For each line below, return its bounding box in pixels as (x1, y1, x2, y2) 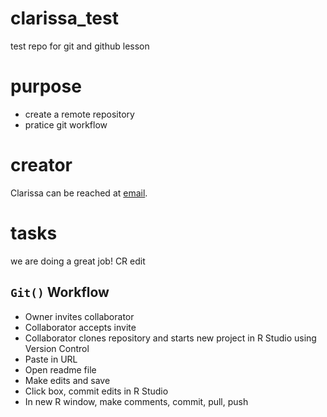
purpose (10, 75, 82, 98)
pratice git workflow (24, 118, 108, 131)
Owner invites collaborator (24, 310, 135, 322)
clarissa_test (10, 7, 119, 30)
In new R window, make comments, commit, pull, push (24, 395, 249, 407)
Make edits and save (24, 374, 111, 386)
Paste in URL (24, 353, 78, 365)
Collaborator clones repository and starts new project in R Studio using (24, 332, 317, 344)
